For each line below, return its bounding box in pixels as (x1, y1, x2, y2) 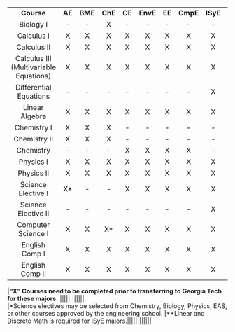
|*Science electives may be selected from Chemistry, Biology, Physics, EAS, (7, 302, 227, 310)
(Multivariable (10, 62, 57, 72)
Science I (18, 229, 49, 238)
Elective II (17, 209, 50, 218)
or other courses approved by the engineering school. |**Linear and (7, 310, 205, 317)
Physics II (17, 168, 50, 178)
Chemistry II (13, 134, 54, 144)
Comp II (20, 269, 47, 279)
